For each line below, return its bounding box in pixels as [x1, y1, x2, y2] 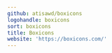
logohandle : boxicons [7, 17, 70, 23]
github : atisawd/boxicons [7, 10, 82, 17]
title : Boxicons [7, 29, 54, 36]
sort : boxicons [7, 23, 51, 30]
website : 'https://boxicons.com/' [7, 36, 108, 43]
